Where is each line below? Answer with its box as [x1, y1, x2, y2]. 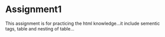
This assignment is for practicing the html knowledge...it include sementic [5, 20, 160, 26]
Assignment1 [5, 4, 62, 15]
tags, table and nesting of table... [5, 25, 75, 31]
